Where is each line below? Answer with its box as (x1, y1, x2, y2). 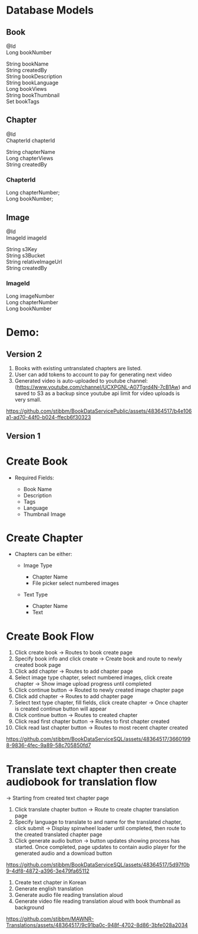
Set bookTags (6, 98, 39, 105)
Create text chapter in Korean (14, 879, 87, 886)
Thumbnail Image (23, 511, 66, 518)
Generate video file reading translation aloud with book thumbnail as (14, 897, 181, 905)
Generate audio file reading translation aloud (14, 892, 123, 899)
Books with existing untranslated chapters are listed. (14, 365, 143, 372)
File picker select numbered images (32, 580, 119, 587)
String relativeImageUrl (6, 258, 62, 265)
